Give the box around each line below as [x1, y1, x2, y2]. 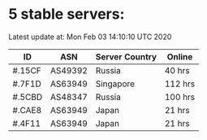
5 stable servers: [8, 5, 125, 24]
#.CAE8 [12, 104, 42, 116]
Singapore [95, 78, 136, 90]
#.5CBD [12, 91, 43, 103]
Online [166, 50, 193, 62]
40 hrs [164, 64, 190, 76]
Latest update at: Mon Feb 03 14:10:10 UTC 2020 [8, 32, 172, 42]
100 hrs [164, 91, 196, 103]
